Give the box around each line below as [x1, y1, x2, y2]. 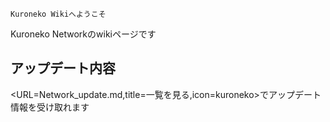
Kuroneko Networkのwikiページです [10, 28, 157, 40]
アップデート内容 [10, 60, 116, 77]
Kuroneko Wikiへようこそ [10, 9, 107, 19]
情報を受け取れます [10, 101, 90, 113]
